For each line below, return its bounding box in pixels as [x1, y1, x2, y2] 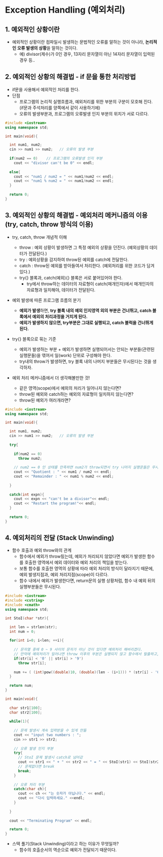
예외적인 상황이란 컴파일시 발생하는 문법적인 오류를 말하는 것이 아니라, [12, 39, 145, 45]
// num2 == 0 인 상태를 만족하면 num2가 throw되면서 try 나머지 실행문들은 [14, 465, 150, 470]
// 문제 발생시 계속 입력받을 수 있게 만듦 [14, 728, 87, 733]
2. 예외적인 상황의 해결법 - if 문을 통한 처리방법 [5, 73, 136, 81]
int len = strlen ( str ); [9, 624, 57, 630]
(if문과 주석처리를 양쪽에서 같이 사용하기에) [19, 105, 100, 111]
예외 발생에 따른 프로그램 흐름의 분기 [12, 297, 81, 303]
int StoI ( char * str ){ [5, 615, 49, 621]
